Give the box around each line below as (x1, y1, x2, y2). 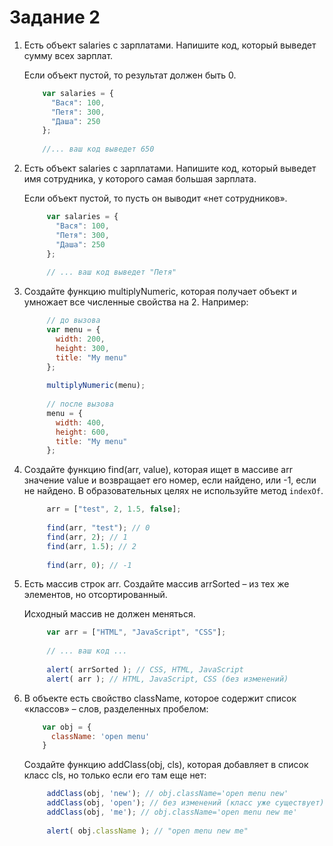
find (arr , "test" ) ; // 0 (46, 523, 151, 533)
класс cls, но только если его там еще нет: (23, 769, 207, 781)
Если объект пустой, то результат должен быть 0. (23, 69, 237, 81)
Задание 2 (9, 6, 101, 29)
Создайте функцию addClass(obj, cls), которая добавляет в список (23, 759, 309, 771)
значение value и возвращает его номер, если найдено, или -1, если (23, 474, 317, 486)
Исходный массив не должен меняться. (23, 608, 196, 620)
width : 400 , (55, 417, 106, 428)
